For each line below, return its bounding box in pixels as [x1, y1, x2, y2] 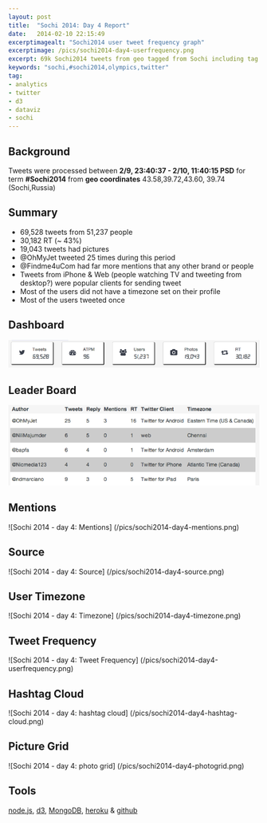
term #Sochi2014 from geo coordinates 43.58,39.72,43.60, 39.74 [8, 174, 226, 184]
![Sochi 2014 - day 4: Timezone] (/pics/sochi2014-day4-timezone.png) [8, 611, 241, 621]
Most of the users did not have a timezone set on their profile [19, 286, 221, 296]
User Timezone [8, 590, 86, 603]
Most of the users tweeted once [19, 295, 125, 304]
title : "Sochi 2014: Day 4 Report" [8, 21, 130, 30]
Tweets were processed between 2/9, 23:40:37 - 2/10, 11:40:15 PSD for [8, 165, 245, 175]
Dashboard [8, 318, 65, 332]
